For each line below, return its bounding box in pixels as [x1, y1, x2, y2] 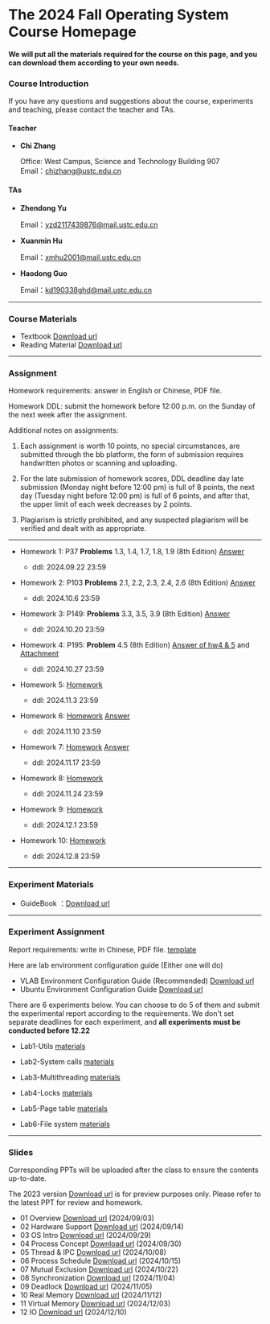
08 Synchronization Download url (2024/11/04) [19, 1273, 175, 1283]
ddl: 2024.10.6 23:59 [31, 594, 100, 603]
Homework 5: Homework [19, 680, 103, 689]
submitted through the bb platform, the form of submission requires [19, 450, 243, 459]
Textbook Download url [19, 331, 98, 341]
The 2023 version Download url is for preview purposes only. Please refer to [8, 1189, 261, 1199]
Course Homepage [8, 23, 137, 41]
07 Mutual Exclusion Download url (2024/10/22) [19, 1264, 178, 1274]
